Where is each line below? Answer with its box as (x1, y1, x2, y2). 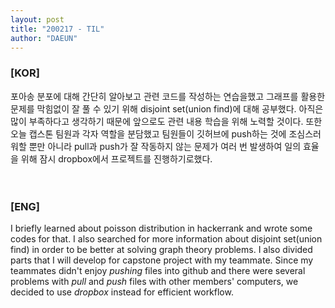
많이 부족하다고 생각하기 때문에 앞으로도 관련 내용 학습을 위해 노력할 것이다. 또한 (10, 115, 323, 127)
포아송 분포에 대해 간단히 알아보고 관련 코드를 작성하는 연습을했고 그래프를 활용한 (10, 90, 326, 102)
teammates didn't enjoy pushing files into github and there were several (10, 264, 306, 276)
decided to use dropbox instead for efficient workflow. (10, 286, 234, 298)
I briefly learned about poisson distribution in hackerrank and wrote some (10, 222, 313, 234)
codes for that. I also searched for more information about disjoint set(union (10, 232, 323, 245)
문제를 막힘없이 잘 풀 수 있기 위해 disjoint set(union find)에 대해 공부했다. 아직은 (10, 102, 324, 115)
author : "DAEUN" (10, 33, 78, 43)
